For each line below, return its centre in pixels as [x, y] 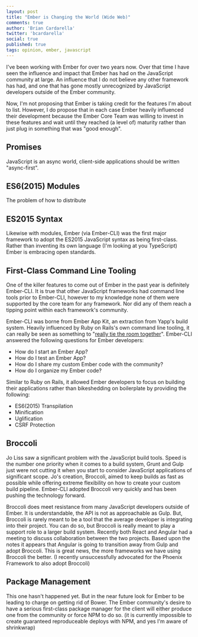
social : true [22, 39]
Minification [29, 412]
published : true [26, 45]
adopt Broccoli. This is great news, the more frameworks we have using [93, 551]
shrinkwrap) [21, 628]
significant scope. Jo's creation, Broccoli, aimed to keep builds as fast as [95, 476]
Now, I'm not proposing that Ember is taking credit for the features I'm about [99, 103]
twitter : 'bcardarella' [35, 34]
